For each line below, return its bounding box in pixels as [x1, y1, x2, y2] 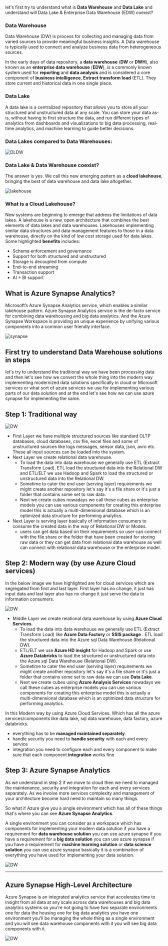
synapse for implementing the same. [5, 395, 80, 401]
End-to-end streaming [12, 264, 58, 270]
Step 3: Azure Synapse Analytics [5, 766, 110, 774]
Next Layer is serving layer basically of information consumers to [12, 517, 146, 524]
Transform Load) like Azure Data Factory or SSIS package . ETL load [19, 631, 163, 637]
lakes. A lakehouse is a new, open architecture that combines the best [5, 217, 149, 223]
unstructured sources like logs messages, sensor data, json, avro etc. [12, 443, 156, 449]
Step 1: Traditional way [5, 410, 77, 418]
